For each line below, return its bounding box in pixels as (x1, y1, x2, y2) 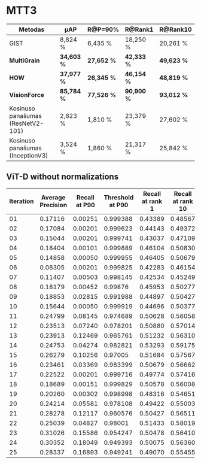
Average (41, 193, 66, 201)
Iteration (9, 197, 34, 205)
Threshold (103, 193, 134, 201)
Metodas (19, 25, 45, 34)
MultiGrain (9, 56, 40, 65)
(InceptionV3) (9, 151, 48, 159)
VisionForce (9, 90, 45, 99)
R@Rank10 (159, 25, 192, 34)
